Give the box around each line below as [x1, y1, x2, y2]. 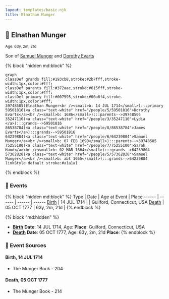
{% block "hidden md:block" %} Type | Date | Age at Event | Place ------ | [5, 194, 159, 200]
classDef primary [5, 94, 42, 100]
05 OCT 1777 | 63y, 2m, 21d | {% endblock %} [5, 204, 101, 210]
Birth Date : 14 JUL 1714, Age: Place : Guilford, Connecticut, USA [12, 224, 145, 230]
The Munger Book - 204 [12, 265, 63, 271]
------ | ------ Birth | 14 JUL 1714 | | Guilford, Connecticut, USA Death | [17, 199, 164, 205]
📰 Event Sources [5, 242, 46, 249]
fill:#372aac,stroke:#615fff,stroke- [43, 86, 123, 91]
